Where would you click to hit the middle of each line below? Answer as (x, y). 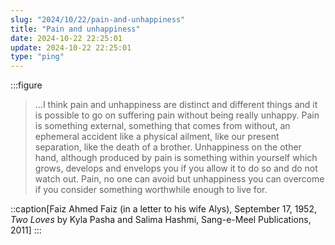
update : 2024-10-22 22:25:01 (71, 47)
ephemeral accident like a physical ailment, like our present (157, 137)
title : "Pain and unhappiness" (75, 29)
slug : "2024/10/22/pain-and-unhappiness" (98, 19)
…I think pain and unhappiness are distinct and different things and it (176, 105)
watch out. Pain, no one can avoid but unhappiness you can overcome (179, 179)
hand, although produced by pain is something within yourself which (176, 158)
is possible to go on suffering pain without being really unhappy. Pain (177, 115)
